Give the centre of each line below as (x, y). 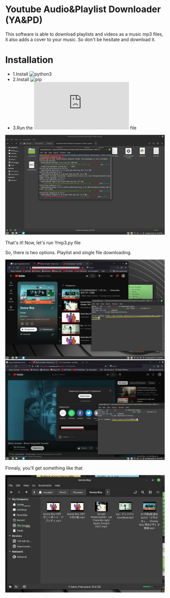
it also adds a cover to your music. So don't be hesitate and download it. (80, 39)
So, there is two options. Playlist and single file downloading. (69, 252)
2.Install (21, 79)
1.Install (20, 74)
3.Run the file (74, 128)
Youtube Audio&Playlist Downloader (83, 9)
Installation (29, 60)
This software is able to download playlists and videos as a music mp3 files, (84, 34)
